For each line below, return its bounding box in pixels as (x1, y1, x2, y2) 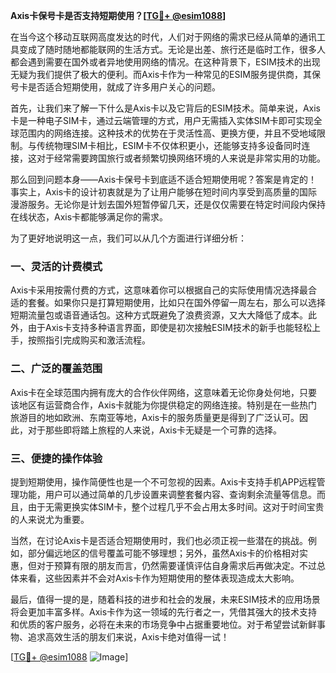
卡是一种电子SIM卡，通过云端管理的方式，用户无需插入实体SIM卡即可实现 (10, 115, 314, 126)
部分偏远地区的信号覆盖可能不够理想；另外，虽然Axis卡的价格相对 (27, 547, 300, 559)
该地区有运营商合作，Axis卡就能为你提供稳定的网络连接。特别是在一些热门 (10, 399, 318, 411)
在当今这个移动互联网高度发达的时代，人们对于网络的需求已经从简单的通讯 (10, 31, 317, 43)
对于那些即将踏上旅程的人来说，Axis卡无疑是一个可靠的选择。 (27, 424, 283, 436)
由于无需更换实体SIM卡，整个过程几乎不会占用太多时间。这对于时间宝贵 (27, 500, 325, 513)
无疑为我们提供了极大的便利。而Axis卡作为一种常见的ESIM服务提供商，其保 (10, 69, 321, 80)
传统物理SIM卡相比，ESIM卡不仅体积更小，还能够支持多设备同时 (36, 140, 302, 151)
